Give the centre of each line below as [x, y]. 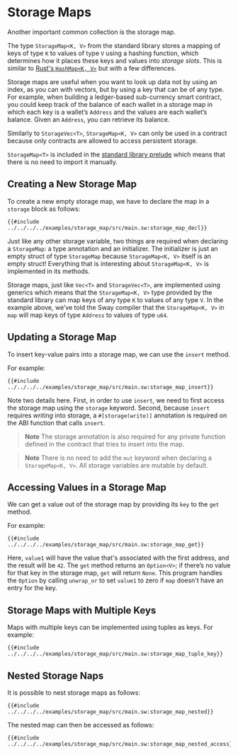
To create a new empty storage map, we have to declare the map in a [108, 201]
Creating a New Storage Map [72, 184]
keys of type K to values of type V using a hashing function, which [103, 53]
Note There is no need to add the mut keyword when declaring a [118, 458]
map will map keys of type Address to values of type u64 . [88, 315]
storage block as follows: [44, 209]
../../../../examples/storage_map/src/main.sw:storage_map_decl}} [107, 228]
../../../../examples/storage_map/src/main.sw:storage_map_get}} [106, 545]
